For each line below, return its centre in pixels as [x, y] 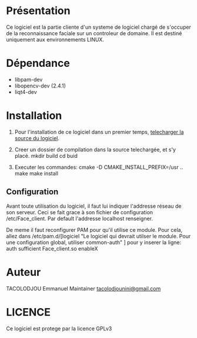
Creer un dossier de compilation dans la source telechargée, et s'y [95, 149]
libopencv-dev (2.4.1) [40, 86]
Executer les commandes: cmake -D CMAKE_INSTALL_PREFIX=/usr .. [99, 167]
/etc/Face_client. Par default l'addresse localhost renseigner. [80, 218]
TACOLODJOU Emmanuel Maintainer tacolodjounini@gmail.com [84, 288]
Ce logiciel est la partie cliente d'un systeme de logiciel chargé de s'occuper [98, 27]
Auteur [24, 272]
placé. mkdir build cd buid [46, 156]
